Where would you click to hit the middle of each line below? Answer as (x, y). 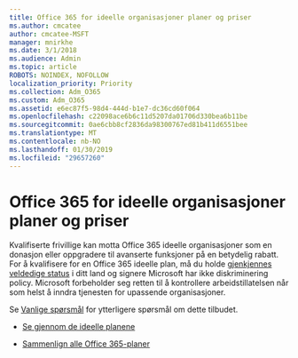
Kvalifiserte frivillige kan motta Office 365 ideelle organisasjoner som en (141, 245)
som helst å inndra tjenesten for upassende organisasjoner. (118, 292)
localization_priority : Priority (71, 84)
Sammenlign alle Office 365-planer (86, 344)
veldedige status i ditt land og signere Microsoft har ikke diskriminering (139, 274)
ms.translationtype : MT (53, 133)
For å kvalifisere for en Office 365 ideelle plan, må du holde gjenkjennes (141, 264)
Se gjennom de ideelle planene (78, 327)
